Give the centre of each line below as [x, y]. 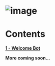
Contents [25, 34]
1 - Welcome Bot [23, 48]
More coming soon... [28, 58]
